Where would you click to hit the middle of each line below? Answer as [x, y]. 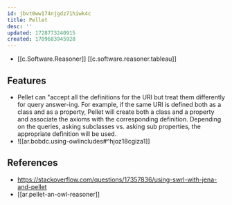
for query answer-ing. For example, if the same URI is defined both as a [119, 104]
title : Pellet [28, 20]
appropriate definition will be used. [67, 134]
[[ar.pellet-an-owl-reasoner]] [59, 194]
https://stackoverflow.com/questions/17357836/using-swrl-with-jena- [117, 179]
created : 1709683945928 [42, 39]
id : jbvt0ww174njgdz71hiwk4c [49, 13]
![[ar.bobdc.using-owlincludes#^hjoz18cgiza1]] [83, 141]
